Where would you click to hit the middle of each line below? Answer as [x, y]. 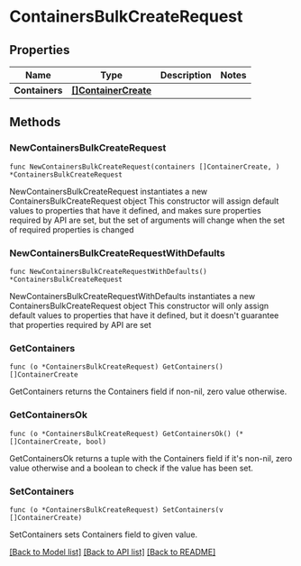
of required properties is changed [72, 229]
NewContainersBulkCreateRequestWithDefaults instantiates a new [132, 296]
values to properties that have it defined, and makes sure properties [135, 210]
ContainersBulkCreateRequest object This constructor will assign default [144, 201]
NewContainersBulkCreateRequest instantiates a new [109, 191]
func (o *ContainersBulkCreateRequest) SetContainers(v [116, 510]
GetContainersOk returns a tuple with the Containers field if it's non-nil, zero [151, 458]
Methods [35, 122]
